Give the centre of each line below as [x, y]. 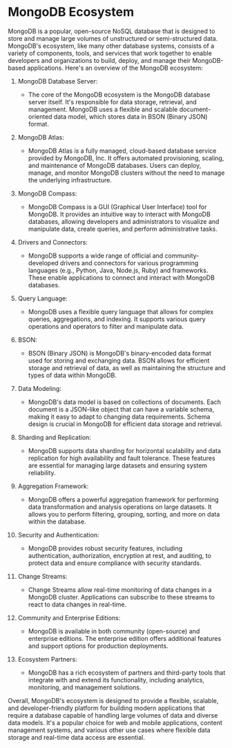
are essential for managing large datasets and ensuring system [118, 465]
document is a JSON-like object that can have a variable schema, [121, 409]
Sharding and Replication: [55, 437]
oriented [40, 116]
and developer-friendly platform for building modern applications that [107, 708]
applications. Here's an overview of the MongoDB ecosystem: [115, 68]
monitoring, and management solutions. [85, 687]
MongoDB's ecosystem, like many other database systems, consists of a [111, 46]
